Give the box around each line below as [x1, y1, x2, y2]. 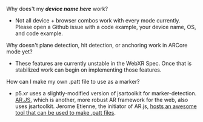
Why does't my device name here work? [6, 5, 108, 12]
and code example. [15, 30, 64, 37]
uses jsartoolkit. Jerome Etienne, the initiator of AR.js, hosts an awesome [15, 103, 197, 110]
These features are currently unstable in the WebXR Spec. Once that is [15, 60, 192, 67]
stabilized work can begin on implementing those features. [15, 66, 162, 73]
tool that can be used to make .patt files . [15, 109, 116, 116]
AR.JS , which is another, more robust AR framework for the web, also [15, 97, 188, 103]
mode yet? [6, 48, 33, 55]
